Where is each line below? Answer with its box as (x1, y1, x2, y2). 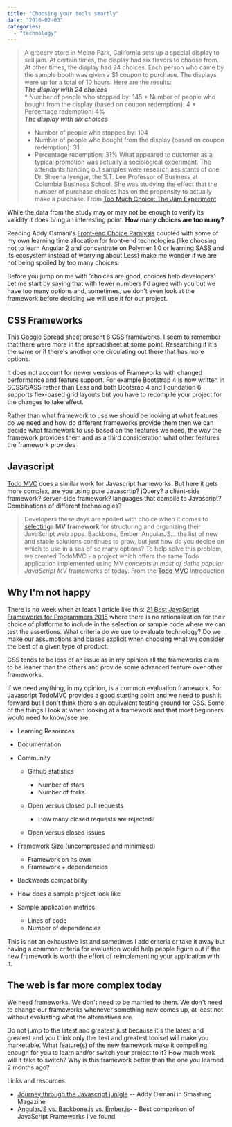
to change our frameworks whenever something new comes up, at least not (7, 1005, 224, 1014)
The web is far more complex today (7, 980, 163, 992)
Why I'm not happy (7, 587, 91, 599)
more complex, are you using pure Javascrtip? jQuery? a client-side (7, 487, 201, 495)
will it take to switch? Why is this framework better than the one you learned (7, 1055, 224, 1064)
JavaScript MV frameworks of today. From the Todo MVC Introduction (24, 567, 225, 575)
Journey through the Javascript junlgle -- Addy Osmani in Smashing (17, 1090, 213, 1098)
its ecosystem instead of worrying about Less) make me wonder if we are (7, 251, 217, 260)
